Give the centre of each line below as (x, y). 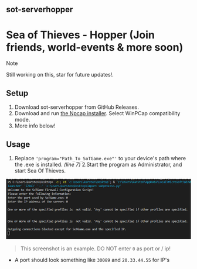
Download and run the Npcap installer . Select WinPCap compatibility (97, 113)
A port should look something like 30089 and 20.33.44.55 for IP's (92, 260)
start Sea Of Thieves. (40, 170)
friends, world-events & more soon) (95, 47)
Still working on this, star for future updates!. (60, 75)
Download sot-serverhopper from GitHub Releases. (77, 107)
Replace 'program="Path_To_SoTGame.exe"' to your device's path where (100, 158)
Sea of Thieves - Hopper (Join (81, 35)
